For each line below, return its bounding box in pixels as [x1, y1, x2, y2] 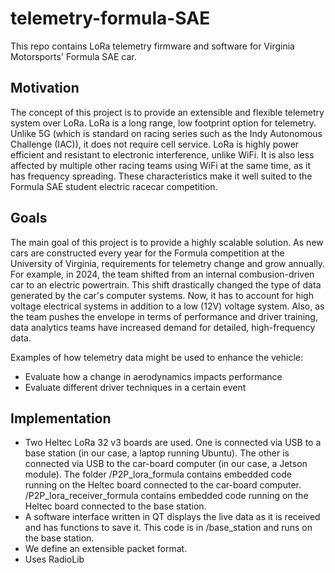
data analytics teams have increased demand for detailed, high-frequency [10, 321, 316, 333]
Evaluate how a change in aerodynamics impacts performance [24, 370, 283, 382]
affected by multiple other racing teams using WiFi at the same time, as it [10, 159, 312, 171]
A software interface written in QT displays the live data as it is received [24, 511, 321, 523]
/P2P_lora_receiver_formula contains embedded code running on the [24, 490, 309, 502]
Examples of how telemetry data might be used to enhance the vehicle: [10, 351, 304, 363]
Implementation [10, 410, 112, 427]
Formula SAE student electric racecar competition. [10, 180, 218, 192]
